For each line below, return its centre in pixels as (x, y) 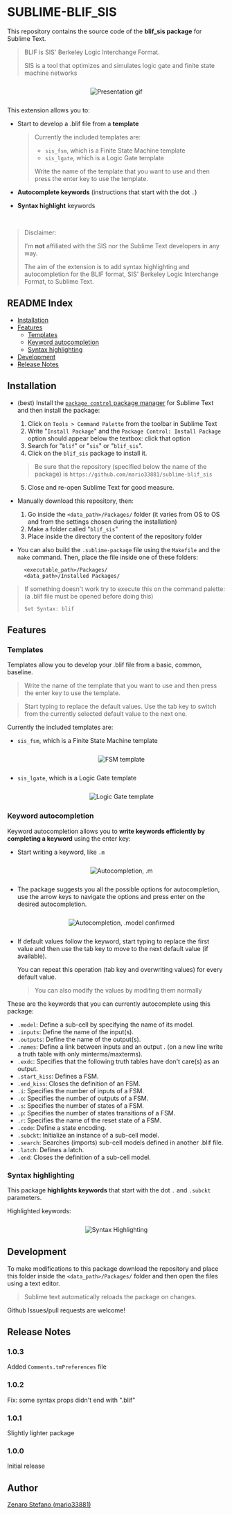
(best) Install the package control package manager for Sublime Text (115, 402)
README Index (40, 303)
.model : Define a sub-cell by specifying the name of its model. (106, 1025)
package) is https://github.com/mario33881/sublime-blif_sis (123, 474)
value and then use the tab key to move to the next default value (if (113, 948)
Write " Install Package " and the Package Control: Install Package (124, 431)
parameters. (25, 1197)
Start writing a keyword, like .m (61, 852)
